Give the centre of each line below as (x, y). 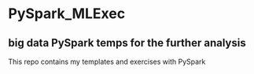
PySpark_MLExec (67, 14)
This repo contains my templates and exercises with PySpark (107, 61)
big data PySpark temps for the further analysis (127, 43)
